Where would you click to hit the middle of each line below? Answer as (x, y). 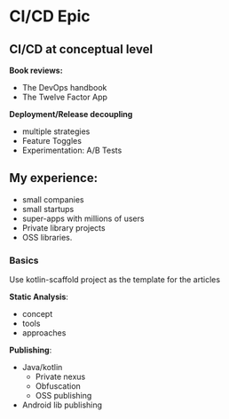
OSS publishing (63, 396)
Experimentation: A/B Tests (72, 150)
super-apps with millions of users (83, 218)
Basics (24, 260)
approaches (44, 333)
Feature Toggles (52, 141)
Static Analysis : (39, 297)
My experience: (54, 178)
